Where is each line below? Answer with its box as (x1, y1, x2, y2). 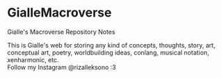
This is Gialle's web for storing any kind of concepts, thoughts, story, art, (7, 41, 216, 49)
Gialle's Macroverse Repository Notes (7, 28, 116, 36)
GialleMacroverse (7, 5, 112, 21)
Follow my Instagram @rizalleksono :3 (7, 63, 116, 71)
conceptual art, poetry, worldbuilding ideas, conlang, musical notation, (7, 48, 209, 57)
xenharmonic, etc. (7, 55, 59, 64)
